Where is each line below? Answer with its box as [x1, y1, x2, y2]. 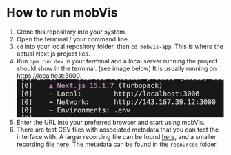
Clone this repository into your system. [16, 28, 127, 36]
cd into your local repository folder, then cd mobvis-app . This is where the [16, 42, 223, 50]
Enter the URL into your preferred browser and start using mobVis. [16, 118, 205, 126]
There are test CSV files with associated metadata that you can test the [16, 125, 219, 134]
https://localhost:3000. [16, 71, 82, 80]
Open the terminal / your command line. [16, 34, 130, 43]
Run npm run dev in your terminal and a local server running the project [16, 56, 218, 65]
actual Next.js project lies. [16, 50, 90, 58]
